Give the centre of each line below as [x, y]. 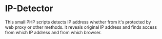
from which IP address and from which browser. [53, 32]
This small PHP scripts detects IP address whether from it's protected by [78, 22]
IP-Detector [29, 9]
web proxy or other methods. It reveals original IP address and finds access [81, 27]
